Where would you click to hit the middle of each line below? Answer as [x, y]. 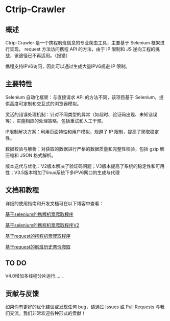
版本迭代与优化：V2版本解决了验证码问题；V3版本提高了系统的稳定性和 [80, 166]
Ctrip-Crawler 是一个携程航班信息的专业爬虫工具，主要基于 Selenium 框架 [83, 43]
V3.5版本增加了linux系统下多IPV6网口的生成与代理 [67, 172]
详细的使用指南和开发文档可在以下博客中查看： [54, 203]
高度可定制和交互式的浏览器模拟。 [45, 104]
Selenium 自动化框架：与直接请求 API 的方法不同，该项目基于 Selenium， [82, 97]
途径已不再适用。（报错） [44, 55]
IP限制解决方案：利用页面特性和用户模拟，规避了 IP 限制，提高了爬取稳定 [82, 132]
